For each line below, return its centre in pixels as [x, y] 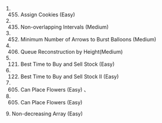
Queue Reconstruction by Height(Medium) [72, 52]
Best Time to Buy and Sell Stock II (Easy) [70, 76]
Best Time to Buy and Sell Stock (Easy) [67, 64]
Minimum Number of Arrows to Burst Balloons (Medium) [88, 39]
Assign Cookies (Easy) [48, 15]
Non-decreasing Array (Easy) [47, 114]
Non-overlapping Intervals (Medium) [65, 27]
